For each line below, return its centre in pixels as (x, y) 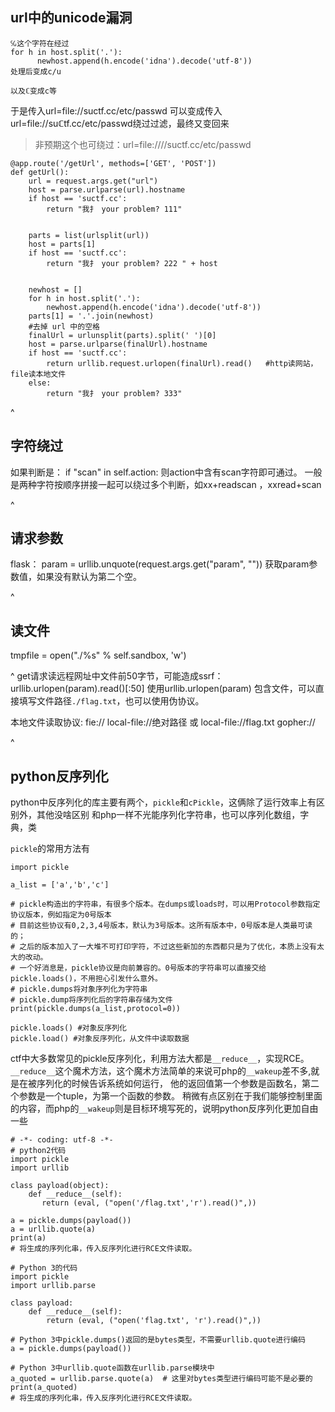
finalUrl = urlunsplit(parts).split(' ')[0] (122, 335)
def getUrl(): (40, 172)
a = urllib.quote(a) (53, 1229)
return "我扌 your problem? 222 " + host (132, 263)
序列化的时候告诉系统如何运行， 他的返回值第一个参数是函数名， (169, 1084)
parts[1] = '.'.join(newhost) (91, 316)
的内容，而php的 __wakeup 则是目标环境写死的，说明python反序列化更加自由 (164, 1109)
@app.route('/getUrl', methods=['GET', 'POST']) (113, 163)
